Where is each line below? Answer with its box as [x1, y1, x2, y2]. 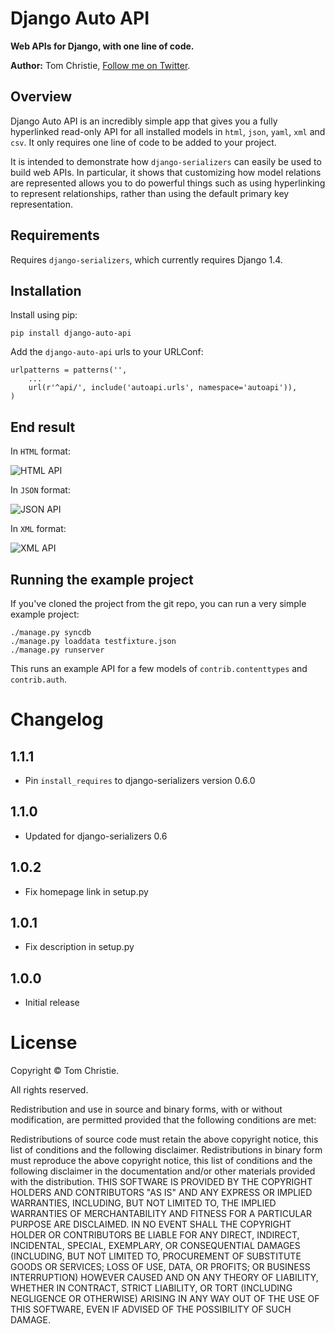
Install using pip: [10, 309, 78, 321]
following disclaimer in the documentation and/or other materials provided [10, 1165, 316, 1177]
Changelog [10, 708, 104, 731]
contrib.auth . [10, 673, 67, 685]
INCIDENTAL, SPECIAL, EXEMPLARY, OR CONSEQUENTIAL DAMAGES [10, 1240, 301, 1252]
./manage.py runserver [10, 645, 105, 655]
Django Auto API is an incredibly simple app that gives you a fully [10, 115, 278, 127]
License [10, 1032, 78, 1054]
